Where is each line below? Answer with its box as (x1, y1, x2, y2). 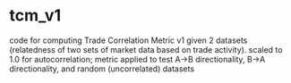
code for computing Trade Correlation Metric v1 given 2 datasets (9, 35, 248, 46)
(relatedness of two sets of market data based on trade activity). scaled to (9, 44, 283, 54)
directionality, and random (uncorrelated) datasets (9, 63, 195, 74)
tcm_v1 (9, 5, 61, 26)
